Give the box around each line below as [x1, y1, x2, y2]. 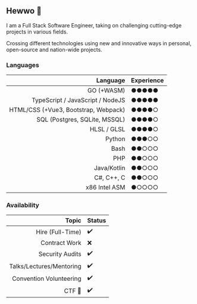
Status [87, 216, 107, 225]
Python [105, 135, 126, 143]
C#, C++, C [94, 173, 126, 182]
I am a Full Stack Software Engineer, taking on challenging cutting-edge [6, 21, 182, 29]
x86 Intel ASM [85, 183, 126, 191]
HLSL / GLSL [89, 125, 126, 134]
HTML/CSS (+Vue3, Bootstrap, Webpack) [9, 106, 126, 114]
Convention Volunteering [11, 274, 82, 283]
